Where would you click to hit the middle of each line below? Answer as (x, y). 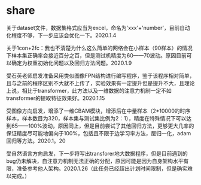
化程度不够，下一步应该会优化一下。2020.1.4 (61, 35)
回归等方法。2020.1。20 (36, 141)
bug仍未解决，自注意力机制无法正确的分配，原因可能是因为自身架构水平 (95, 161)
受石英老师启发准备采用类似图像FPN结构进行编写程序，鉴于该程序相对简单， (100, 75)
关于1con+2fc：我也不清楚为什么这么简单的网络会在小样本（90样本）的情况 (99, 48)
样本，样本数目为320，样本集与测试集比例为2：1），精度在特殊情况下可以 (96, 118)
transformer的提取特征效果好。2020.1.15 (56, 98)
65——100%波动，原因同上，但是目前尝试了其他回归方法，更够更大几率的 (103, 126)
